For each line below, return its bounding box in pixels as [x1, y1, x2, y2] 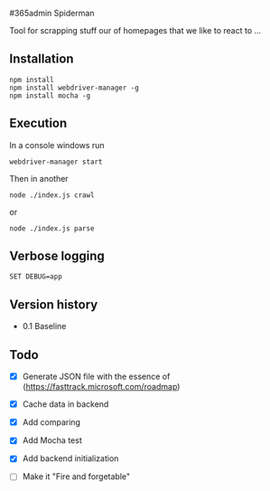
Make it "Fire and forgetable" [22, 471, 131, 482]
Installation [9, 52, 74, 67]
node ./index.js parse [9, 223, 95, 233]
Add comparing [22, 417, 81, 428]
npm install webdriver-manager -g [9, 83, 140, 92]
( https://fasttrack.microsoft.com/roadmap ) [22, 382, 181, 392]
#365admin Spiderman [9, 8, 95, 18]
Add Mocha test [22, 435, 83, 446]
